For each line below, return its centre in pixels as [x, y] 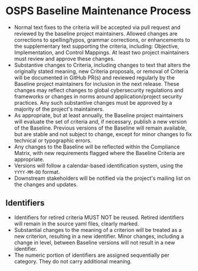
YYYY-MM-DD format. [37, 172]
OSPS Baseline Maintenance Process [98, 11]
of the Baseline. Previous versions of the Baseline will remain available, [100, 128]
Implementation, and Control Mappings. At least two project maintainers [102, 52]
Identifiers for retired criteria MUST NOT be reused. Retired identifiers [99, 217]
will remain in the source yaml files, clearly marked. [77, 224]
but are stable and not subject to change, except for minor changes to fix [103, 134]
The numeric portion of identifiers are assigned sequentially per [92, 255]
